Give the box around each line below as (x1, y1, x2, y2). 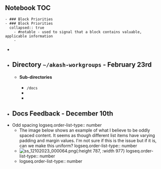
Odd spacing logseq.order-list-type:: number (12, 122, 102, 128)
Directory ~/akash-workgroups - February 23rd (12, 61, 152, 69)
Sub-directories (19, 74, 52, 80)
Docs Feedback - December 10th (12, 109, 113, 118)
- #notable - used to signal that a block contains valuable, (14, 29, 142, 34)
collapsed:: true (9, 25, 45, 30)
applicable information (5, 34, 53, 38)
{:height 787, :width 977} (76, 148, 125, 154)
